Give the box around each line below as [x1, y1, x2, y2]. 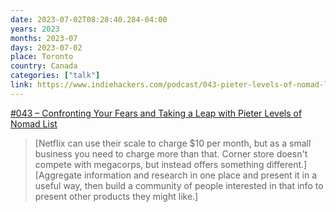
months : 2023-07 [10, 33, 78, 43]
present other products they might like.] [34, 190, 199, 202]
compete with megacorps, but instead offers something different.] [34, 158, 308, 170]
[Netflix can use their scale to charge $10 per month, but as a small [34, 137, 312, 149]
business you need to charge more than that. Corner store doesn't [34, 147, 308, 160]
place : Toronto [10, 52, 74, 62]
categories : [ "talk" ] [10, 71, 101, 81]
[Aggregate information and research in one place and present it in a [34, 169, 317, 181]
